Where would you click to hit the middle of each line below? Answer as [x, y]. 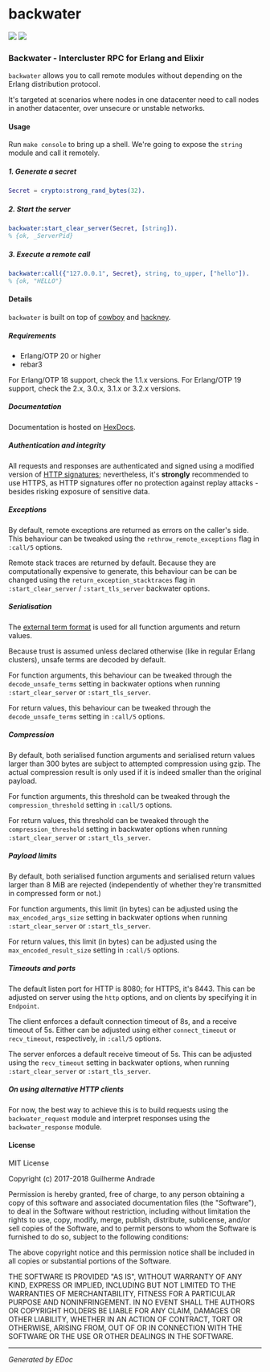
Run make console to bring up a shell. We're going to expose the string [125, 145]
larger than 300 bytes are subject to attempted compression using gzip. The [135, 764]
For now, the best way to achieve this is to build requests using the [119, 1109]
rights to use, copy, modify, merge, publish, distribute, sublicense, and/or [129, 1219]
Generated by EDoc [41, 1359]
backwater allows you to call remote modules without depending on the [125, 76]
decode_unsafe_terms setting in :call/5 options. [87, 716]
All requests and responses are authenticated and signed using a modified [131, 465]
